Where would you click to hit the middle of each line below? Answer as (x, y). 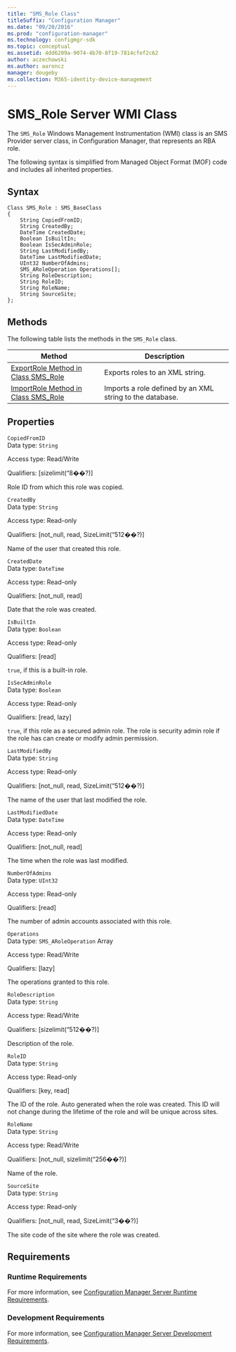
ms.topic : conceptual (39, 46)
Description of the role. (41, 1043)
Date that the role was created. (52, 609)
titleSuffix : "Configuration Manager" (64, 20)
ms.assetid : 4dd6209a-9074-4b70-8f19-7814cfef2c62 (83, 53)
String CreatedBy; (47, 227)
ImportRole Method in (46, 388)
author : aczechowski (38, 60)
